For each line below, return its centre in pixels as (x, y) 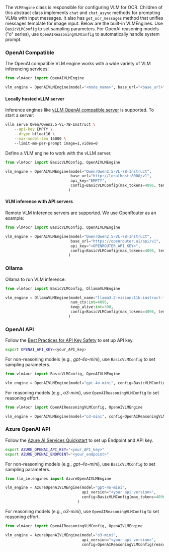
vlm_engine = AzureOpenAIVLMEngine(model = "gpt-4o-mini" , (66, 488)
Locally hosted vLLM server (35, 98)
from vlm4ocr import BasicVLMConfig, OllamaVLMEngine (63, 288)
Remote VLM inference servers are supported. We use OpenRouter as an (81, 213)
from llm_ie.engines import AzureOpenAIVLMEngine (58, 479)
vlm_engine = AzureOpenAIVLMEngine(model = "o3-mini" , (62, 535)
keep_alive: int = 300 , (92, 307)
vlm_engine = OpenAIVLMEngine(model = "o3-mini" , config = (65, 416)
